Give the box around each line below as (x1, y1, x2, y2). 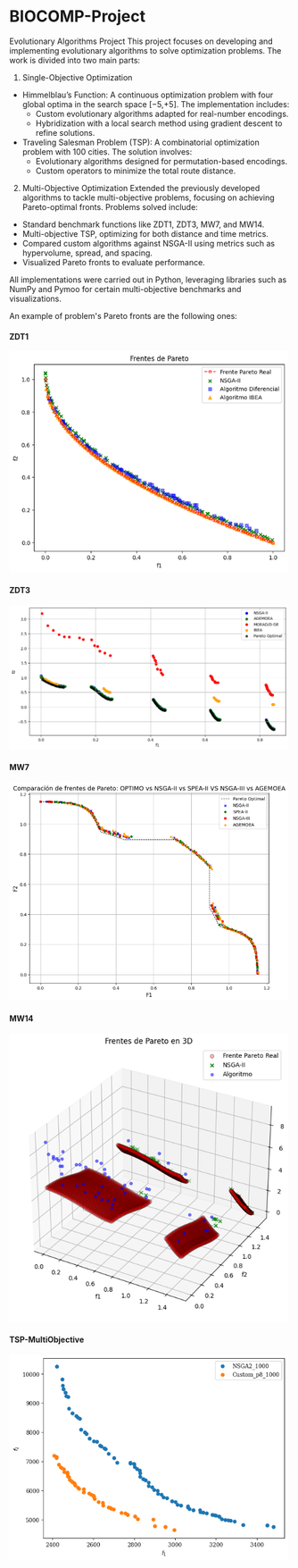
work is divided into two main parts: (9, 55, 141, 65)
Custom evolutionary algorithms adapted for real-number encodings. (35, 108, 289, 119)
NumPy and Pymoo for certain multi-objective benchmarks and (9, 283, 242, 294)
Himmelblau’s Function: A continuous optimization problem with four (21, 89, 274, 100)
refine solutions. (35, 127, 95, 138)
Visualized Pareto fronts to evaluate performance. (21, 256, 205, 267)
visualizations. (9, 293, 62, 304)
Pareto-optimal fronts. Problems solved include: (21, 201, 198, 212)
